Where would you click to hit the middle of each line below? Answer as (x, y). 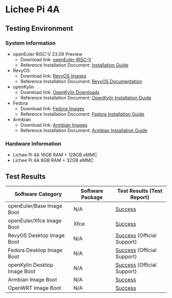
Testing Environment (39, 28)
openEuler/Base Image (35, 206)
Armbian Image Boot (33, 280)
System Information (30, 43)
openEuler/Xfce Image (35, 221)
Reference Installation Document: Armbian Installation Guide (84, 130)
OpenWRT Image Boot (35, 288)
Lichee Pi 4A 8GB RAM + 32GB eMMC (53, 161)
